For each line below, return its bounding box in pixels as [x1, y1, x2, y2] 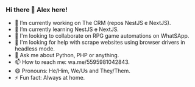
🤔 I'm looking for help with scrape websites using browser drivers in [14, 39, 185, 46]
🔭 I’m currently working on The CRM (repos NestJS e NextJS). [14, 19, 171, 27]
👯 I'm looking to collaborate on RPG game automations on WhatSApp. [14, 32, 190, 40]
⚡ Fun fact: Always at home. [14, 74, 85, 82]
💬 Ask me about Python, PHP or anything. [14, 52, 119, 59]
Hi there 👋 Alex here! [5, 5, 68, 14]
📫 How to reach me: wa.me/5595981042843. [14, 58, 130, 66]
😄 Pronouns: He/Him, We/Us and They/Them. [14, 67, 130, 75]
